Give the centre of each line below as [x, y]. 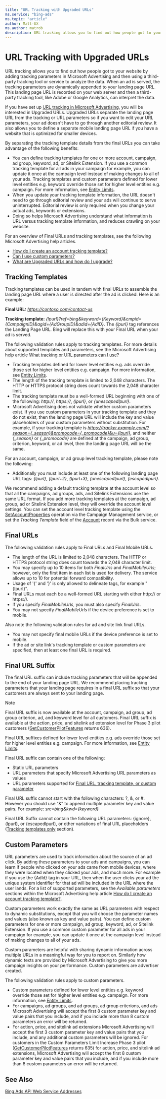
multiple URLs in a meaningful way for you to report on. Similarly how [75, 955]
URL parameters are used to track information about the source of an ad [79, 857]
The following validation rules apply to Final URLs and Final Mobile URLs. [79, 547]
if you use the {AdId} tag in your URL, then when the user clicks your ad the [82, 878]
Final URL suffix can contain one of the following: [55, 758]
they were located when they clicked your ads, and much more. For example [83, 873]
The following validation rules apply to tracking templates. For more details [81, 344]
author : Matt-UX [22, 24]
